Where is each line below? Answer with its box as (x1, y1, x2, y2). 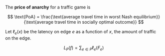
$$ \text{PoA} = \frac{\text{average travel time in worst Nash (7, 14, 133, 19)
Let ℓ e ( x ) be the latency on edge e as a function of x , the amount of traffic (5, 29, 157, 36)
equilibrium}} (133, 14, 161, 19)
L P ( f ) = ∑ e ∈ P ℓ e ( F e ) (63, 45, 104, 52)
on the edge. (5, 35, 31, 41)
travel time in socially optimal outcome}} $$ (54, 19, 144, 25)
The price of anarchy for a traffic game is (5, 4, 91, 10)
